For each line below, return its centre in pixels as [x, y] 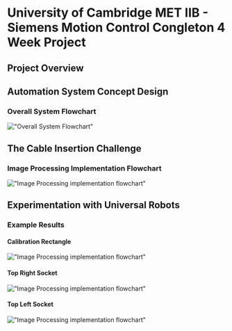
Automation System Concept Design [88, 91]
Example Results [36, 225]
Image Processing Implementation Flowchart [84, 168]
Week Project [47, 42]
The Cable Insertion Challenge [74, 148]
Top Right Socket [32, 273]
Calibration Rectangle [39, 241]
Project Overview [45, 68]
